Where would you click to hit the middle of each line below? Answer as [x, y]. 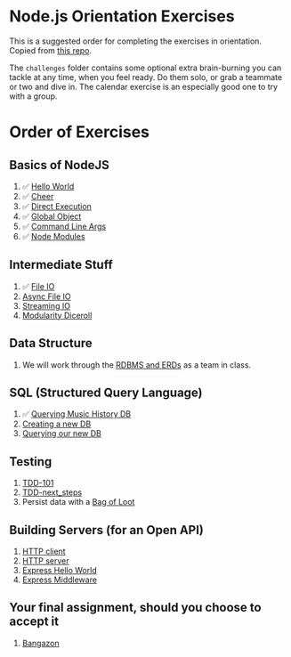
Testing [31, 462]
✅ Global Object [52, 216]
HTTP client [44, 551]
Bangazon [40, 643]
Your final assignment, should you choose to [135, 608]
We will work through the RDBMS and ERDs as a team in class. [137, 365]
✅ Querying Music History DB [77, 414]
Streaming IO [46, 305]
